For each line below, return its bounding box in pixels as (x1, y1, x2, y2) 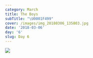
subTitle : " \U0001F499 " (5, 16, 54, 21)
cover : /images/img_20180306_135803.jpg (5, 20, 89, 26)
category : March (5, 7, 38, 12)
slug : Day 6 (5, 35, 29, 39)
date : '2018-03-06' (5, 25, 45, 30)
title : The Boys (5, 12, 38, 17)
